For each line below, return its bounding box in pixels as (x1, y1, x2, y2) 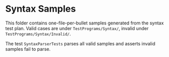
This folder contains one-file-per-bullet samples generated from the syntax (5, 20, 164, 26)
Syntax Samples (5, 3, 76, 15)
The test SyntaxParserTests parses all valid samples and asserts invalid (5, 40, 155, 46)
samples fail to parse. (5, 46, 51, 52)
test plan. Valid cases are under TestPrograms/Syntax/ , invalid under (5, 25, 149, 31)
